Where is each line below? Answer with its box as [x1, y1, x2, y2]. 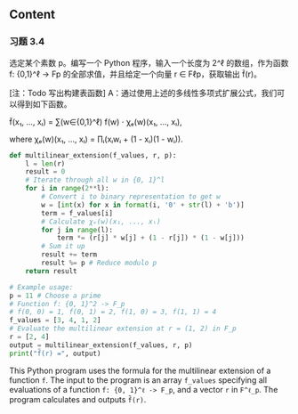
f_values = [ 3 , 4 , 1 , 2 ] [9, 316, 101, 325]
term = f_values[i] [41, 208, 114, 217]
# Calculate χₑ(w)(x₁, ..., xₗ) [41, 217, 162, 226]
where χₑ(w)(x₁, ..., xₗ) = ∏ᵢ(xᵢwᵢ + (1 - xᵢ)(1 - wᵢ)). [9, 134, 184, 144]
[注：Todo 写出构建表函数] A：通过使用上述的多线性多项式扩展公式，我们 [9, 87, 278, 98]
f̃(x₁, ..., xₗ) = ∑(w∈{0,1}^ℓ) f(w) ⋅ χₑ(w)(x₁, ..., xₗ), [9, 116, 182, 127]
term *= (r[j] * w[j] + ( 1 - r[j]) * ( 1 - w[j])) [56, 233, 245, 243]
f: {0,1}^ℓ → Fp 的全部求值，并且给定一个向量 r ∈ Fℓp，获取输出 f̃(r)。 [9, 69, 262, 79]
